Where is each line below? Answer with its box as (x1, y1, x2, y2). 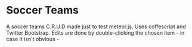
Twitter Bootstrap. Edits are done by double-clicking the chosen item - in (6, 29, 185, 36)
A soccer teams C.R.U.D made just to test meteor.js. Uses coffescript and (6, 23, 186, 30)
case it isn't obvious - (6, 35, 60, 42)
